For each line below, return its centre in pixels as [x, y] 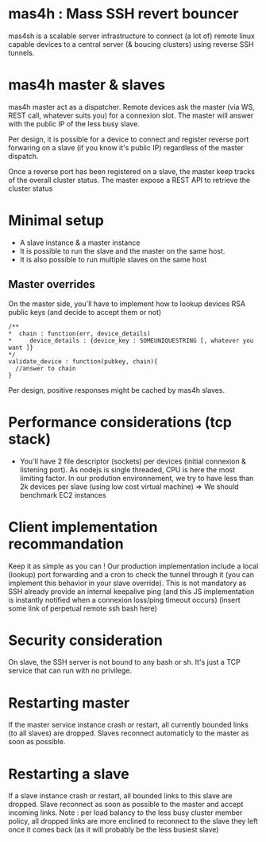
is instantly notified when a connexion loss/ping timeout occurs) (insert [124, 599]
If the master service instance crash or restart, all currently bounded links [128, 725]
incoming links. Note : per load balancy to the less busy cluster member [125, 813]
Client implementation [83, 527]
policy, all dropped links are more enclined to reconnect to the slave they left [133, 821]
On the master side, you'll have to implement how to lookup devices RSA [127, 304]
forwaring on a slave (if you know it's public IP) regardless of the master [126, 147]
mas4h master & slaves [87, 85]
